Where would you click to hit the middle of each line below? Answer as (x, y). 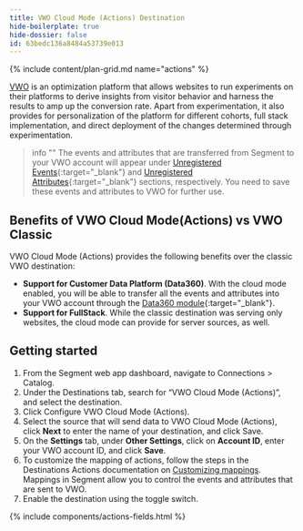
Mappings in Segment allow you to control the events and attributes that (157, 479)
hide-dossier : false (49, 35)
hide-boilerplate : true (55, 26)
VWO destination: (42, 266)
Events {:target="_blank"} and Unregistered (112, 172)
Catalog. (38, 383)
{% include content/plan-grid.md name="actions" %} (109, 69)
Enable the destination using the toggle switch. (110, 498)
